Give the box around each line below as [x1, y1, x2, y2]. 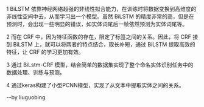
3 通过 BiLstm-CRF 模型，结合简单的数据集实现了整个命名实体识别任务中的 [6, 61, 194, 68]
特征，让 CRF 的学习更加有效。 [6, 48, 84, 56]
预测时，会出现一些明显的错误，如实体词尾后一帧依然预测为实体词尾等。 [6, 21, 188, 27]
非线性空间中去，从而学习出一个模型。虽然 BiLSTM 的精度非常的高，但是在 [6, 13, 194, 20]
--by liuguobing [6, 94, 46, 101]
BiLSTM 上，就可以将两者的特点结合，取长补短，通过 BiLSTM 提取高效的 [13, 41, 195, 48]
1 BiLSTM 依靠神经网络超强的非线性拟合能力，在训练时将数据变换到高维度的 [6, 5, 197, 12]
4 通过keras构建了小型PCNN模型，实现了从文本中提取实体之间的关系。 [6, 82, 185, 89]
